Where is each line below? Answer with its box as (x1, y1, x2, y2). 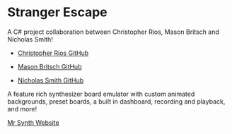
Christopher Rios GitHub (17, 49, 89, 57)
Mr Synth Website (7, 118, 59, 127)
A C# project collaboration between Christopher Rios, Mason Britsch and (7, 28, 219, 36)
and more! (7, 104, 37, 113)
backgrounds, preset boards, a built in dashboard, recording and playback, (7, 97, 226, 106)
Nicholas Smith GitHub (17, 75, 84, 85)
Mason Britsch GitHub (17, 62, 82, 71)
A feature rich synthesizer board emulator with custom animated (7, 90, 195, 98)
